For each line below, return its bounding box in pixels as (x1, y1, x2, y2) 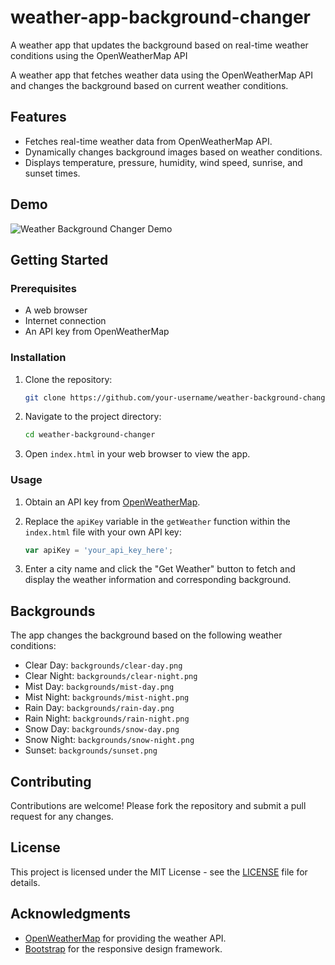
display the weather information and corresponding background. (24, 574, 292, 586)
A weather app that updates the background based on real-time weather (10, 39, 309, 51)
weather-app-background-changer (10, 6, 312, 29)
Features (10, 109, 67, 126)
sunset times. (24, 167, 81, 179)
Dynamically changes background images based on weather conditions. (24, 146, 323, 158)
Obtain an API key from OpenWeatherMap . (24, 496, 201, 508)
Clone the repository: (24, 373, 113, 385)
